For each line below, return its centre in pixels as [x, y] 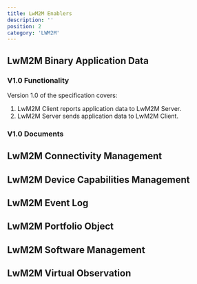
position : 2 [24, 26]
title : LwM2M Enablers [40, 13]
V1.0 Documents [35, 134]
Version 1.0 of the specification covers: [62, 95]
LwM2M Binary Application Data [78, 60]
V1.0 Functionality [38, 80]
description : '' [30, 20]
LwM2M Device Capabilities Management [99, 180]
